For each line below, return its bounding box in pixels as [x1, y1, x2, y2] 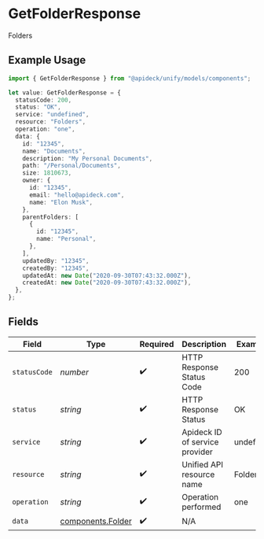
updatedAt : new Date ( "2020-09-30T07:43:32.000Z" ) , [22, 271, 192, 279]
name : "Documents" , [22, 147, 86, 155]
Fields [8, 316, 39, 329]
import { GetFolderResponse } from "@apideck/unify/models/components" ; [8, 74, 251, 83]
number [60, 367, 89, 378]
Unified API [181, 459, 224, 470]
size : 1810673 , [22, 169, 72, 177]
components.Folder [60, 516, 132, 527]
